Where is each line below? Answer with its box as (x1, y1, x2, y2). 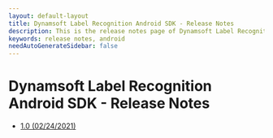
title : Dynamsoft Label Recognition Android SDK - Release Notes (8, 19, 234, 28)
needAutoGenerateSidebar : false (8, 42, 118, 50)
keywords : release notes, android (8, 34, 126, 43)
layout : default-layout (8, 11, 89, 20)
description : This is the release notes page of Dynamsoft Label (8, 27, 234, 35)
